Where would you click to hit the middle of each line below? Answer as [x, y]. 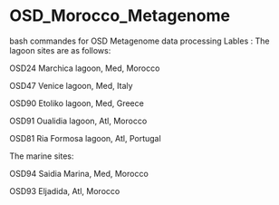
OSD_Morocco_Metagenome [120, 16]
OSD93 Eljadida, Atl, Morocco [65, 190]
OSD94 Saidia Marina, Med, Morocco [79, 173]
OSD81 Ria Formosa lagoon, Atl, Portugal [85, 138]
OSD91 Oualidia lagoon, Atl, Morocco [78, 121]
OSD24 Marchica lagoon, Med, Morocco [85, 68]
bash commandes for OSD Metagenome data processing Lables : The [139, 41]
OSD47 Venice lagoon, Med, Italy [71, 85]
